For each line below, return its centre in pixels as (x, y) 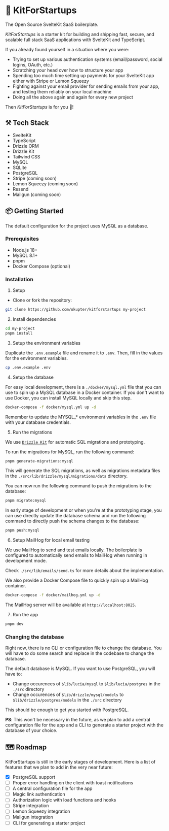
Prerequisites (22, 239)
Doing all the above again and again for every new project (73, 97)
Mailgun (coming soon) (37, 194)
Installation (19, 279)
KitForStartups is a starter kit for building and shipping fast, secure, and (80, 34)
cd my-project (20, 329)
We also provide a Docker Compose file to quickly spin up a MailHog (77, 580)
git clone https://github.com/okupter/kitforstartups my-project (75, 310)
